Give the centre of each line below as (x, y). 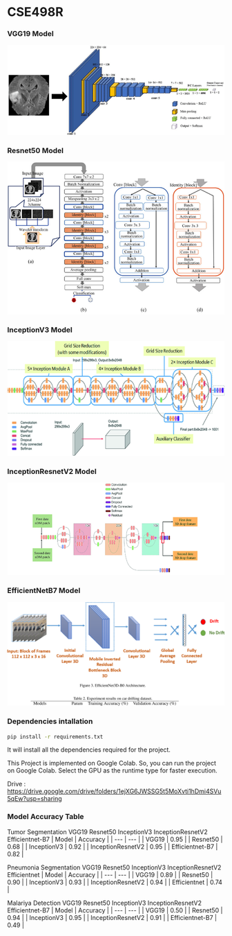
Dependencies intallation (50, 721)
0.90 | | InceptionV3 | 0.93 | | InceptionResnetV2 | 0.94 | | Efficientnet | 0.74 (115, 882)
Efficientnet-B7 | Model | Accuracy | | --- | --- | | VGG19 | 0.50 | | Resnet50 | (115, 910)
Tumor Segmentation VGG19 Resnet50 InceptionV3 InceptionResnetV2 (108, 831)
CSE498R (35, 12)
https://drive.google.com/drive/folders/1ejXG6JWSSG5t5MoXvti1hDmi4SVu (114, 791)
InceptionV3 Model (40, 330)
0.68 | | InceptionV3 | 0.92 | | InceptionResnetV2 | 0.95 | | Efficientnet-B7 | (113, 847)
